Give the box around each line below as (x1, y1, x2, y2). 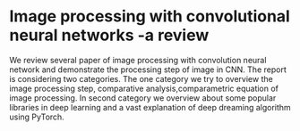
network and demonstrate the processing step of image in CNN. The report (9, 64, 287, 75)
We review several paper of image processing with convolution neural (9, 54, 267, 65)
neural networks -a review (9, 25, 210, 45)
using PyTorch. (9, 111, 64, 122)
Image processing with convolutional (9, 6, 291, 27)
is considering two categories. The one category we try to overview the (9, 73, 273, 84)
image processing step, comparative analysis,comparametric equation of (9, 83, 279, 94)
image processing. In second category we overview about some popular (9, 92, 277, 103)
